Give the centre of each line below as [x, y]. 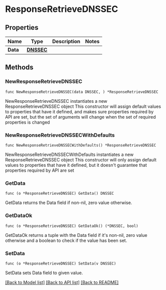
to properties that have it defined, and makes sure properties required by [79, 111]
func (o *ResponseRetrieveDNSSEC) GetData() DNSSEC [59, 194]
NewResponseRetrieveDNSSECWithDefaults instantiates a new [69, 154]
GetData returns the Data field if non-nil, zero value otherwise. [69, 203]
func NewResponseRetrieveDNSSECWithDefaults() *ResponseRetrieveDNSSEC [81, 145]
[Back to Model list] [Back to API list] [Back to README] [62, 282]
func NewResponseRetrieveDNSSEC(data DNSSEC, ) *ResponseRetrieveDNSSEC [82, 92]
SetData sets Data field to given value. [44, 273]
